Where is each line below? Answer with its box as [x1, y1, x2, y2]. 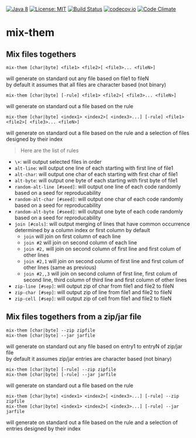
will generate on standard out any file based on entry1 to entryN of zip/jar [6, 343, 183, 350]
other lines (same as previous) [23, 264, 97, 271]
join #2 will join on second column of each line [23, 239, 137, 246]
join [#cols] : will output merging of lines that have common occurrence [14, 220, 190, 227]
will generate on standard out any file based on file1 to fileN [6, 75, 149, 82]
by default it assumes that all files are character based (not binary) [6, 81, 167, 88]
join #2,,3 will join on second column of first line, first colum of [23, 270, 177, 277]
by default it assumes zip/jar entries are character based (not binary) [6, 355, 172, 362]
